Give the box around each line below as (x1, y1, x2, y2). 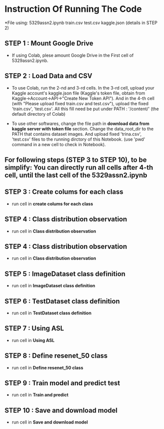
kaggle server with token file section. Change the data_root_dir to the (11, 125, 154, 131)
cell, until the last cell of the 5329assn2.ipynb (4, 171, 148, 179)
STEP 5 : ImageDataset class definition (4, 270, 126, 278)
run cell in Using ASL (11, 337, 55, 343)
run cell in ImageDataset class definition (11, 283, 95, 289)
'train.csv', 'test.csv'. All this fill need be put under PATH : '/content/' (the (11, 106, 159, 112)
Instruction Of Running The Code (4, 3, 142, 15)
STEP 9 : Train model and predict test (4, 379, 120, 387)
